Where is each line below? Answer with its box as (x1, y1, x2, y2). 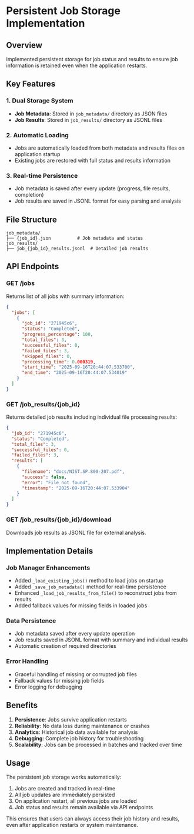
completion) (14, 191, 44, 198)
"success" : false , (21, 474, 67, 480)
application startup (14, 150, 61, 157)
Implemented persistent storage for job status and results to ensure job (6, 56, 178, 62)
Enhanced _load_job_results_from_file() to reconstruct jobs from (14, 590, 178, 597)
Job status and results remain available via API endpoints (14, 804, 153, 811)
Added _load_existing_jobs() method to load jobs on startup (14, 577, 163, 584)
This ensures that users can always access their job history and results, (6, 815, 179, 822)
